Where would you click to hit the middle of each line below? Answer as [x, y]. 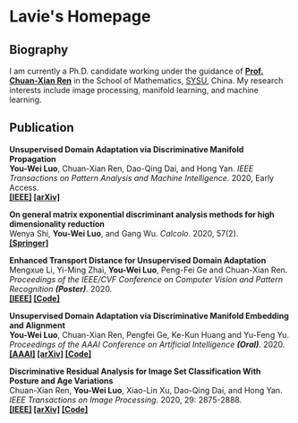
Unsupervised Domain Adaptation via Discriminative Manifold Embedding [149, 315]
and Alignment [37, 325]
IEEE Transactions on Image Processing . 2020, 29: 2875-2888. [126, 400]
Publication [42, 128]
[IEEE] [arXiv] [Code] [49, 409]
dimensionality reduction [57, 224]
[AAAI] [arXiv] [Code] [51, 354]
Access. [24, 187]
